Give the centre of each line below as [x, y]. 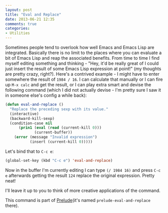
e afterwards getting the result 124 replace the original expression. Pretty [80, 175]
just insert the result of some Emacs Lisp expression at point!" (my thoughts [83, 69]
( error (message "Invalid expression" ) [56, 137]
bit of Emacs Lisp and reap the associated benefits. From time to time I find [82, 58]
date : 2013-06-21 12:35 [30, 19]
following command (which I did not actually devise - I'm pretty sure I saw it [83, 90]
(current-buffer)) [53, 133]
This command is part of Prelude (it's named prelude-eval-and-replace [78, 200]
